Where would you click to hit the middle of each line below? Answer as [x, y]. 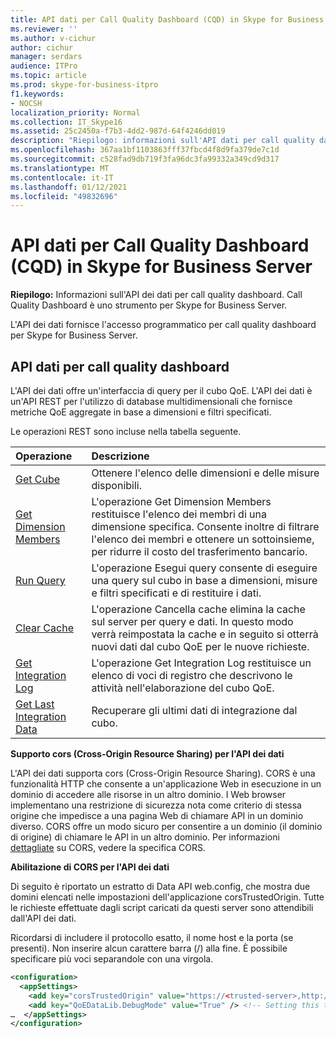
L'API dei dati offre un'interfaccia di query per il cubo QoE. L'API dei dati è [161, 390]
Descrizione [120, 456]
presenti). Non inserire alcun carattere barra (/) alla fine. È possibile [149, 948]
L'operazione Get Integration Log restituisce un [201, 663]
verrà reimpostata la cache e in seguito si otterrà [205, 634]
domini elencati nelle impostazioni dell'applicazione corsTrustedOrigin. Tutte [167, 897]
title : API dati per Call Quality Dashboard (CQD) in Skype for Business [167, 19]
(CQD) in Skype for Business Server [161, 267]
